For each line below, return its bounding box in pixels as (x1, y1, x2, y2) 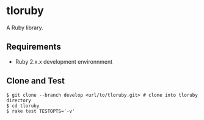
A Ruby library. (6, 24, 44, 31)
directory (6, 97, 32, 103)
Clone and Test (6, 76, 65, 86)
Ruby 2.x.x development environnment (15, 58, 113, 65)
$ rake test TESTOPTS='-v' (6, 108, 75, 114)
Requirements (6, 42, 61, 52)
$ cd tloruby (6, 102, 40, 109)
